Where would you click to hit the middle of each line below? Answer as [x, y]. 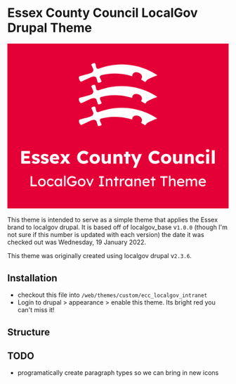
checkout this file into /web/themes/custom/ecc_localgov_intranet [112, 295]
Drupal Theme [50, 28]
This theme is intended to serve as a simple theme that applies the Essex [113, 220]
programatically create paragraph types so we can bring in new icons [118, 373]
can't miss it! [36, 310]
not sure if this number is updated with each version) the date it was [106, 235]
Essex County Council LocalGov [103, 13]
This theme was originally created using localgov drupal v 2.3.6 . [99, 256]
